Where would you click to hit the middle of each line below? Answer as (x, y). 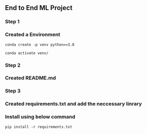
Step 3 (13, 91)
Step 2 (13, 65)
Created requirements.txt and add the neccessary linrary (73, 104)
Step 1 (12, 22)
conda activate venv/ (27, 53)
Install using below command (40, 117)
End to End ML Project (39, 8)
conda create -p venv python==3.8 (40, 45)
